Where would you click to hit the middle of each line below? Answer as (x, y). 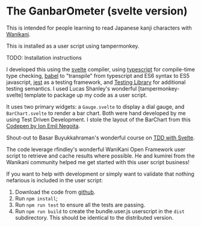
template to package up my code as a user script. (86, 95)
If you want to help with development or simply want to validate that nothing (100, 174)
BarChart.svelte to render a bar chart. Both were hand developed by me (96, 113)
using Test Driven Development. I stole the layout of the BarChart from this (98, 120)
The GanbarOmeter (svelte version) (97, 11)
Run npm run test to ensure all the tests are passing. (80, 205)
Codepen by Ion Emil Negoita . (43, 126)
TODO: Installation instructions (44, 57)
